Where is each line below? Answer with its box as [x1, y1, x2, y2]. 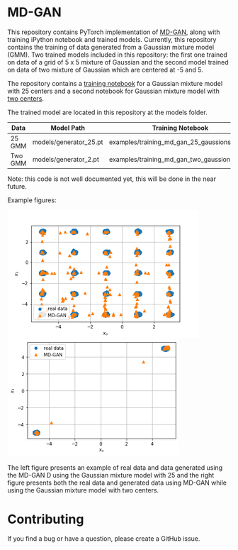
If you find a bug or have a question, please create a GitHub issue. [7, 534, 200, 543]
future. [7, 182, 27, 191]
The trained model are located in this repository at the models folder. [7, 108, 208, 116]
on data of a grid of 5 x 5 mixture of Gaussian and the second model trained [7, 57, 229, 66]
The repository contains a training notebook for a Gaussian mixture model [7, 79, 223, 87]
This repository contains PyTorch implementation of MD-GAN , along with [7, 28, 220, 36]
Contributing [7, 511, 84, 527]
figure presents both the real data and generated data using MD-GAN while [7, 478, 227, 487]
